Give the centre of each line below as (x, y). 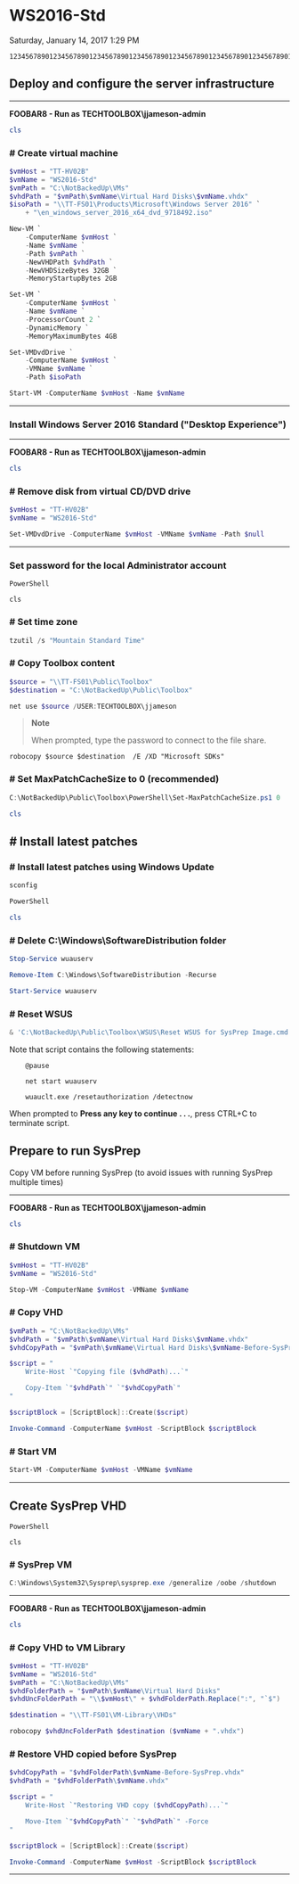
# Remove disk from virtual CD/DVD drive (100, 491)
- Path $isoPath (53, 377)
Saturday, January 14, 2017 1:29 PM (74, 40)
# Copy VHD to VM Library (68, 1648)
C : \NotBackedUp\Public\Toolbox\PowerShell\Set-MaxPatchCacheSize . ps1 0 (145, 798)
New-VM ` (25, 229)
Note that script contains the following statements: (101, 1049)
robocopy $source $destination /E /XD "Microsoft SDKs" (117, 757)
